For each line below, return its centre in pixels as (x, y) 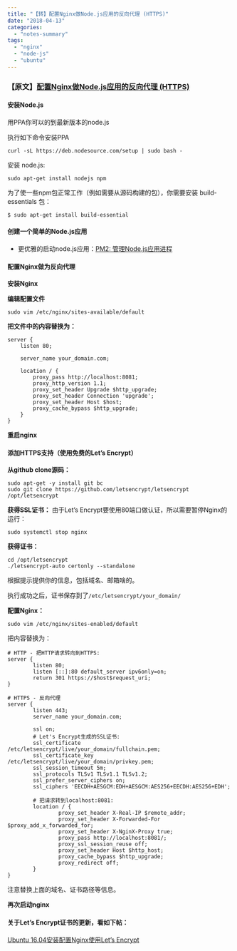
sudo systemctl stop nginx (47, 533)
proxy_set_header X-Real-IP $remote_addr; (122, 813)
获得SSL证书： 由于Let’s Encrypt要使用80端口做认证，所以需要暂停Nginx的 (117, 510)
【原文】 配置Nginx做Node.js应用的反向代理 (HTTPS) (99, 86)
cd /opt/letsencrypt (38, 560)
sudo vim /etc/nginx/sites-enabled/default (73, 624)
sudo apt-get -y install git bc (55, 483)
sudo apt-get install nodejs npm (57, 178)
